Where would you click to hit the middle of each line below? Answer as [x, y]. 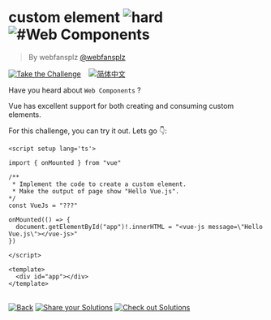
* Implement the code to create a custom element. [99, 184]
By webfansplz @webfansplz [77, 57]
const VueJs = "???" [43, 205]
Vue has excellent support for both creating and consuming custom [121, 106]
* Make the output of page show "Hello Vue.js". [96, 191]
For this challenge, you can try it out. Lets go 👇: [88, 131]
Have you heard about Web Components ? [75, 90]
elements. [25, 115]
